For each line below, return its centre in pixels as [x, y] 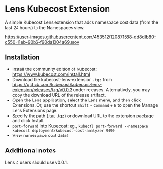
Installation [22, 58]
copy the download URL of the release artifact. [59, 95]
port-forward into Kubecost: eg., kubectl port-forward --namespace [80, 126]
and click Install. [28, 120]
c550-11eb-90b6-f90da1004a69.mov [42, 42]
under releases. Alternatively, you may [112, 90]
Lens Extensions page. [35, 110]
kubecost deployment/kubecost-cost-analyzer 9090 [63, 130]
